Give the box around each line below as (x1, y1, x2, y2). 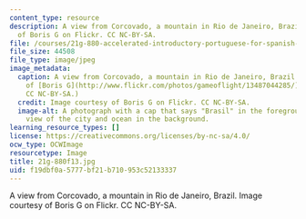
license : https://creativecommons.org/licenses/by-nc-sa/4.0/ (9, 132, 250, 141)
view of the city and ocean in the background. (25, 114, 209, 124)
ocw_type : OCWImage (9, 140, 84, 149)
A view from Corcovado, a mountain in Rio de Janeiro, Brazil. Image (9, 190, 262, 201)
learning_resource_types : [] (9, 124, 120, 133)
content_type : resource (9, 13, 100, 23)
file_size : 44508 (9, 47, 76, 56)
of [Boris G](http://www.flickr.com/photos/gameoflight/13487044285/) (25, 81, 300, 90)
